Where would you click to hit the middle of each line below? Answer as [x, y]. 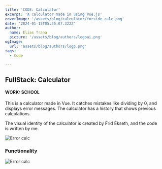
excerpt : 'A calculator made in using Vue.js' [54, 14]
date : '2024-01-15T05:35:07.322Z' [41, 23]
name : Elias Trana [29, 33]
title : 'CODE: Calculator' [33, 10]
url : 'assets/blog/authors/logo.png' [48, 46]
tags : [11, 51]
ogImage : [14, 42]
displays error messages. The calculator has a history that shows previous [81, 108]
